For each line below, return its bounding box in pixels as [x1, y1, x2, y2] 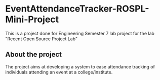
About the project [5, 50, 62, 59]
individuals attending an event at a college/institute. [5, 69, 113, 75]
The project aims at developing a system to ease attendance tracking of [5, 63, 155, 69]
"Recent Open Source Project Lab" [5, 36, 77, 42]
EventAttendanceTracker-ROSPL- [5, 3, 149, 15]
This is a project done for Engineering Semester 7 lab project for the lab [5, 30, 154, 36]
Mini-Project [5, 14, 59, 25]
